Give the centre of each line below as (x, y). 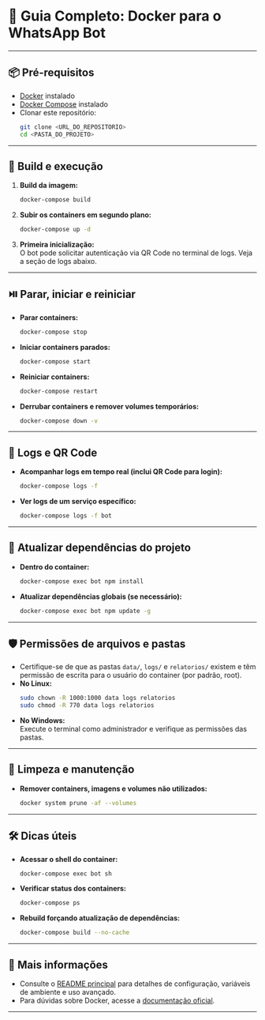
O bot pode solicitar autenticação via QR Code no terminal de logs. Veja (136, 253)
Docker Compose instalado (64, 104)
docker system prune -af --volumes (78, 803)
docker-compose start (55, 361)
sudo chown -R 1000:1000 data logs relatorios (97, 698)
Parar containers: (49, 317)
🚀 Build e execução (56, 166)
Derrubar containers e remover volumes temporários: (109, 406)
